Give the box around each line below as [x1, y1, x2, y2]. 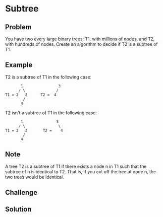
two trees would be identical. [5, 174, 64, 180]
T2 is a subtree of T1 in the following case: [5, 74, 92, 80]
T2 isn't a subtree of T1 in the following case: [5, 110, 97, 116]
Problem [5, 23, 32, 31]
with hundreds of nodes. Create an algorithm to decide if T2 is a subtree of [5, 41, 158, 47]
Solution [5, 205, 32, 214]
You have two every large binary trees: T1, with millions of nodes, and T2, [5, 36, 155, 42]
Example [5, 61, 33, 70]
